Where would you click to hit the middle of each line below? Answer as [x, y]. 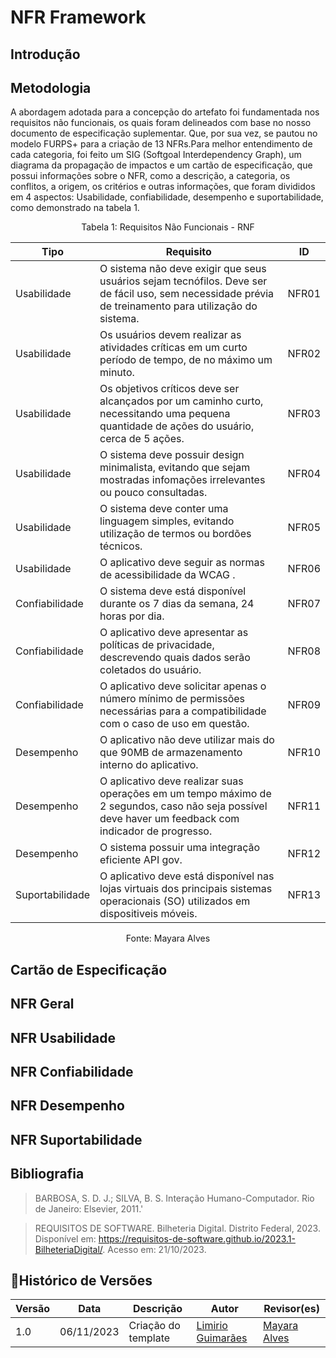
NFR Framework [78, 17]
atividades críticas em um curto [173, 348]
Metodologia [51, 87]
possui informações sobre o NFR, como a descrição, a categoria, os [150, 176]
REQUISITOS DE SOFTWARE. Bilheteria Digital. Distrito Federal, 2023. [177, 1228]
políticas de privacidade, [157, 645]
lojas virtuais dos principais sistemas [186, 889]
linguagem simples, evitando [167, 521]
